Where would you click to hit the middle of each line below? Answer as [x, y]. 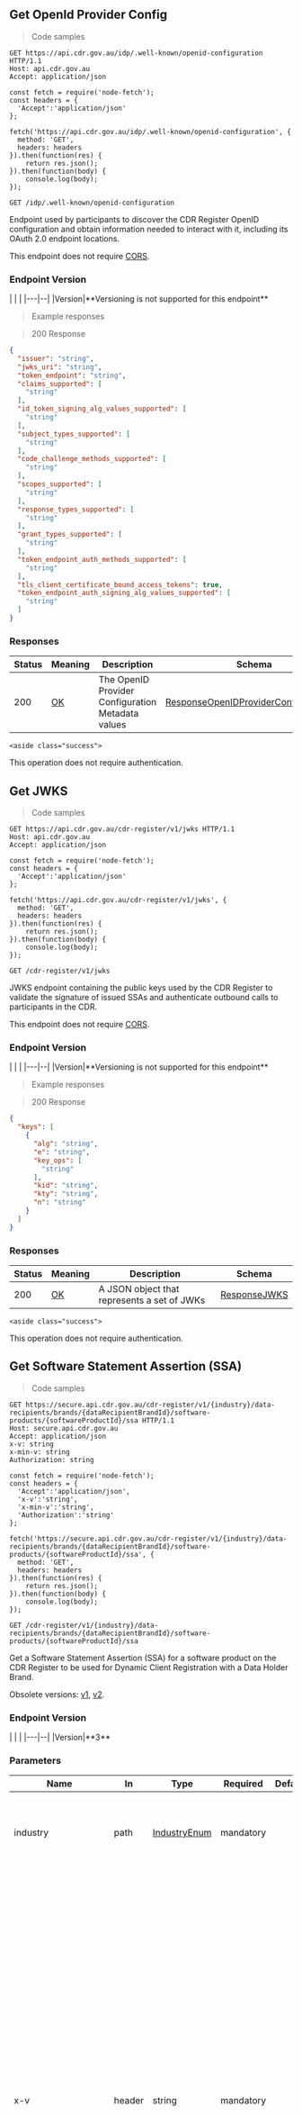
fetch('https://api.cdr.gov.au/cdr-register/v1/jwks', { [118, 900]
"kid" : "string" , [66, 1186]
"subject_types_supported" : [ [74, 434]
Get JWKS [39, 791]
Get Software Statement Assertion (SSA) [126, 1366]
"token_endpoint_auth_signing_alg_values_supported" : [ [124, 593]
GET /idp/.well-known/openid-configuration [92, 203]
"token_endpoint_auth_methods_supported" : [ [102, 559]
